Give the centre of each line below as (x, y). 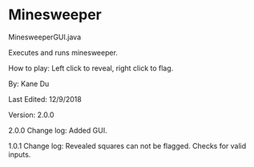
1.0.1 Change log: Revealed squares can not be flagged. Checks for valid (127, 145)
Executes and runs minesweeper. (63, 52)
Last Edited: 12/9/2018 (45, 99)
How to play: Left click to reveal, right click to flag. (91, 68)
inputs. (20, 154)
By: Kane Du (29, 83)
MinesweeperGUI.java (45, 37)
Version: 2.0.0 (31, 115)
